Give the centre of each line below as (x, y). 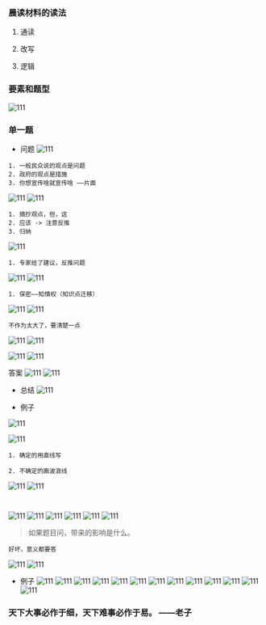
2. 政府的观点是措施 (38, 174)
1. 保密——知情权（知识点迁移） (54, 294)
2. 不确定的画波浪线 (38, 471)
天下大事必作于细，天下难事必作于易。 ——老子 (100, 612)
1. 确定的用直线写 (35, 455)
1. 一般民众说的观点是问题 (47, 166)
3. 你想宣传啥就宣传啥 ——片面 (52, 183)
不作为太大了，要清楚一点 (44, 325)
